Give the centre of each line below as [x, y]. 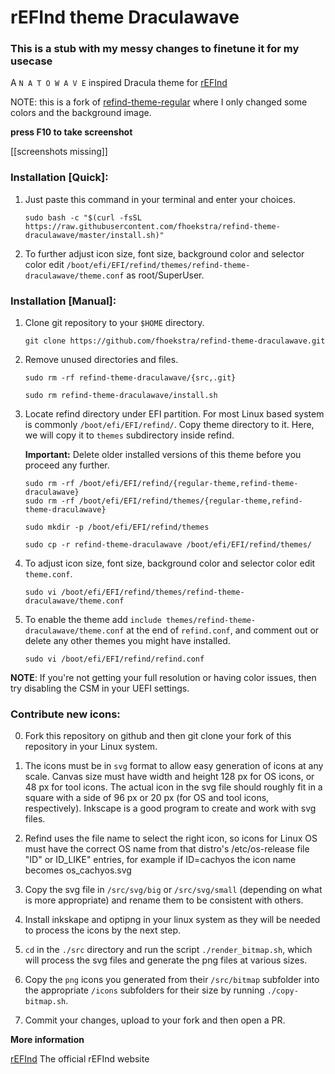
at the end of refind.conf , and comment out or [223, 630]
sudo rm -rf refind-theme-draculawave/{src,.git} [130, 378]
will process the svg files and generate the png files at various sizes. [166, 960]
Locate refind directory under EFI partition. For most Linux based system [174, 414]
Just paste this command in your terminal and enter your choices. [160, 199]
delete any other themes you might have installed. [127, 641]
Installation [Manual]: [63, 301]
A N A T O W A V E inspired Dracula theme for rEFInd [119, 83]
